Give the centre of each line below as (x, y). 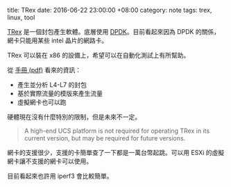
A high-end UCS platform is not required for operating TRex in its (117, 131)
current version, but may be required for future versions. (105, 138)
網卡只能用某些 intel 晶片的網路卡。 (58, 40)
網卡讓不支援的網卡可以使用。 (50, 161)
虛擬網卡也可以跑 (42, 102)
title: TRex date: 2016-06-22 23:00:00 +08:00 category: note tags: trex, (110, 10)
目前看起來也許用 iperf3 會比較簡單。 (60, 176)
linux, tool (21, 17)
